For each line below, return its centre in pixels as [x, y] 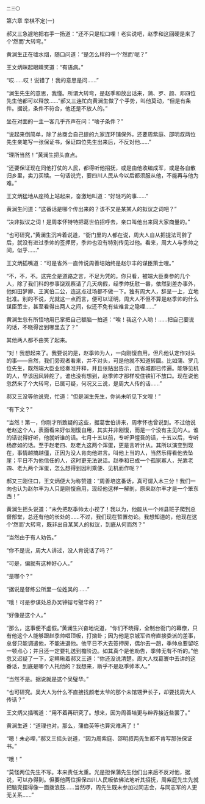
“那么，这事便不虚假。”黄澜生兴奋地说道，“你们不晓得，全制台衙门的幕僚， [99, 628]
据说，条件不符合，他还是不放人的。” [62, 108]
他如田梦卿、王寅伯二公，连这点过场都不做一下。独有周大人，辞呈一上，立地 [103, 291]
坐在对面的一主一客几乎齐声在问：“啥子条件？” [65, 121]
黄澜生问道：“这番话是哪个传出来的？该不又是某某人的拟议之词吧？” [92, 209]
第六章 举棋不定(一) [31, 21]
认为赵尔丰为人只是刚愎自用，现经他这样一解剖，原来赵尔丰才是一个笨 [105, 489]
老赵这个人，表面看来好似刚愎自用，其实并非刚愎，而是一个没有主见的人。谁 [103, 430]
